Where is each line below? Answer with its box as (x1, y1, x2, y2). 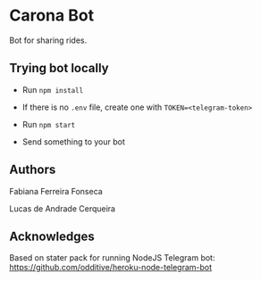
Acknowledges (9, 228, 96, 244)
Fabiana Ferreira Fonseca (9, 186, 103, 196)
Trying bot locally (9, 61, 109, 76)
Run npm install (21, 84, 84, 95)
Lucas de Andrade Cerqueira (9, 202, 116, 214)
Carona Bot (9, 5, 95, 26)
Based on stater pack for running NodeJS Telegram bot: (9, 252, 215, 263)
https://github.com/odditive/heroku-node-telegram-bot (9, 262, 213, 273)
